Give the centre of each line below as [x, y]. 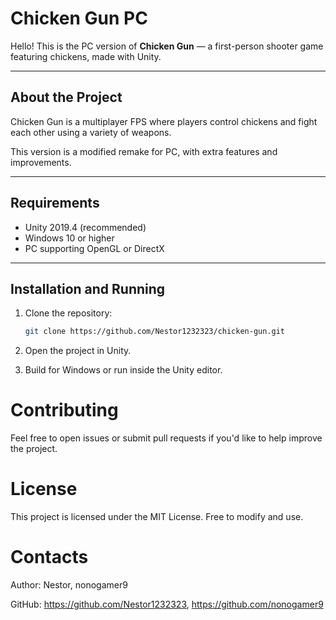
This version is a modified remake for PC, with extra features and [144, 151]
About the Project [66, 97]
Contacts [49, 557]
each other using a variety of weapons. [91, 132]
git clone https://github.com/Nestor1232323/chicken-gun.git [155, 332]
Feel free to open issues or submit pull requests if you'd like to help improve [166, 438]
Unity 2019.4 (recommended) [85, 227]
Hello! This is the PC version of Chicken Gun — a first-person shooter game [167, 46]
